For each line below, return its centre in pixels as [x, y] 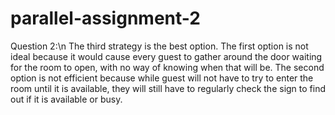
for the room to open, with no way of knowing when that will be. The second [167, 67]
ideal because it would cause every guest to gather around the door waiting [166, 56]
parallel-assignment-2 [105, 18]
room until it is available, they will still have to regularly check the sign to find [168, 88]
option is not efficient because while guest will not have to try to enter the [162, 78]
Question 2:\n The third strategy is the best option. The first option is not [159, 46]
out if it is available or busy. [66, 99]
